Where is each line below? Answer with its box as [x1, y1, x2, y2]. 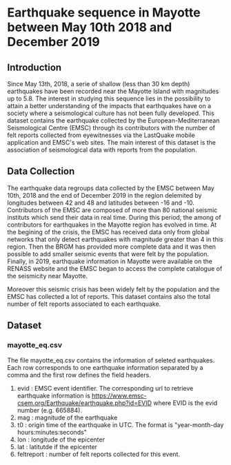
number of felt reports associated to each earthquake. [7, 300, 161, 308]
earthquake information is [17, 391, 91, 400]
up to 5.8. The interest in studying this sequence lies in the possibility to [7, 94, 211, 103]
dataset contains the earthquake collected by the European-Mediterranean [7, 116, 220, 125]
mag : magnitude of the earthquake [17, 413, 118, 422]
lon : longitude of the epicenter [17, 435, 106, 444]
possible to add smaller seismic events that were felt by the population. [7, 249, 209, 258]
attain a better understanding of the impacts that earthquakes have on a [7, 102, 212, 110]
